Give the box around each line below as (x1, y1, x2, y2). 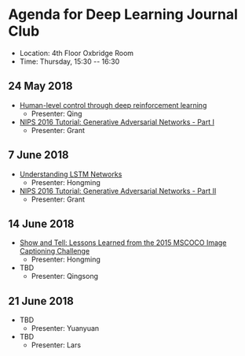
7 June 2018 (8, 148, 69, 162)
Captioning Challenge (19, 247, 90, 256)
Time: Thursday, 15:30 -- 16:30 (19, 57, 120, 66)
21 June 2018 (8, 294, 75, 308)
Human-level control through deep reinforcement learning (19, 100, 207, 109)
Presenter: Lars (31, 340, 81, 350)
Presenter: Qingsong (31, 272, 98, 281)
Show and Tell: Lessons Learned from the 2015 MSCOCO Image (19, 238, 227, 247)
